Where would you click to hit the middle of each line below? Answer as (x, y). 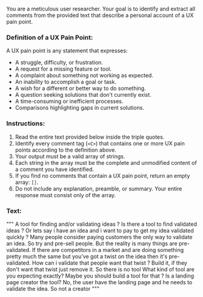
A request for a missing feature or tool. (63, 69)
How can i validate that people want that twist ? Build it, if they (110, 263)
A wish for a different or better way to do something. (81, 88)
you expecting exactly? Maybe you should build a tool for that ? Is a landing (100, 276)
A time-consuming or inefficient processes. (69, 101)
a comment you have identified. (55, 169)
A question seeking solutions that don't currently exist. (83, 95)
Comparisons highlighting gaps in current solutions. (79, 108)
